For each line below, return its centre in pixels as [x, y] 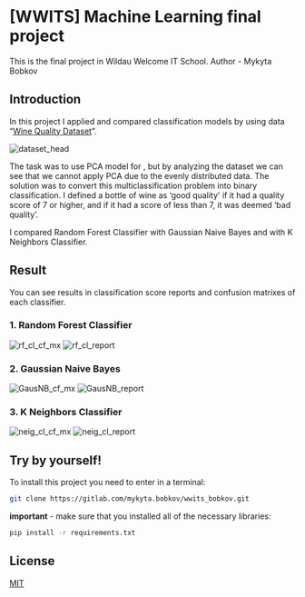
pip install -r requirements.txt [73, 533]
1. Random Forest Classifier [71, 325]
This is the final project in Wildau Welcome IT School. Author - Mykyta [141, 61]
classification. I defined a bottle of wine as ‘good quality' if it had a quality [147, 195]
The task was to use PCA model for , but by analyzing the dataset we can [146, 166]
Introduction [45, 99]
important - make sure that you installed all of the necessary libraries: [140, 516]
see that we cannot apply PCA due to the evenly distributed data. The [139, 175]
